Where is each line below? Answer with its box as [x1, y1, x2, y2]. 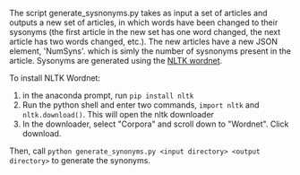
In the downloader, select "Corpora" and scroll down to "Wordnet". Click [21, 118, 289, 129]
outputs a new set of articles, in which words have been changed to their [9, 17, 279, 28]
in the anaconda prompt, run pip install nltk [21, 90, 194, 101]
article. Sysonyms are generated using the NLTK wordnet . [9, 56, 223, 66]
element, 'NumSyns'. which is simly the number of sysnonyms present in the [9, 46, 291, 57]
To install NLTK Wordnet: [9, 73, 101, 83]
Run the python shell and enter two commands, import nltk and [21, 100, 260, 110]
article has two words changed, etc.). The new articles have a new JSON [9, 36, 278, 47]
